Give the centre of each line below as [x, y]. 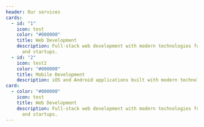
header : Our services [33, 12]
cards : [14, 18]
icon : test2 [32, 63]
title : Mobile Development [51, 74]
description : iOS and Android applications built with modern [97, 80]
